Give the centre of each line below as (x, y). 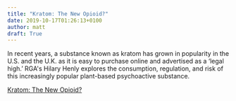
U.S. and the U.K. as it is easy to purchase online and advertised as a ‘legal (116, 61)
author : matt (26, 27)
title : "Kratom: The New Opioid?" (58, 14)
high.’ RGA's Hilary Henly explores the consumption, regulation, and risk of (116, 69)
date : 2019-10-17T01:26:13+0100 (55, 20)
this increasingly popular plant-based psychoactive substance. (99, 76)
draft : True (25, 34)
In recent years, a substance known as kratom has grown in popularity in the (118, 54)
